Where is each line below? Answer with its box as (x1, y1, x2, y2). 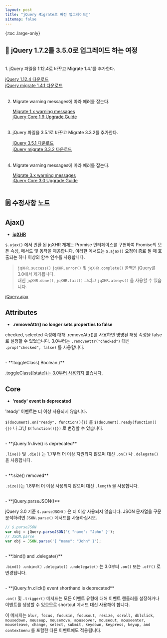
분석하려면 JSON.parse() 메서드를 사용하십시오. (5, 515, 97, 521)
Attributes (5, 308, 37, 317)
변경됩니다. (5, 569, 27, 575)
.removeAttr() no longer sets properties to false (12, 321, 113, 328)
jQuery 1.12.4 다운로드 (5, 76, 49, 83)
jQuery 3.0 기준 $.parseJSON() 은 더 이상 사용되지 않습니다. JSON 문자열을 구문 (5, 508, 162, 514)
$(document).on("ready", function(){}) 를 (5, 419, 93, 425)
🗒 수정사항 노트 (5, 199, 50, 207)
